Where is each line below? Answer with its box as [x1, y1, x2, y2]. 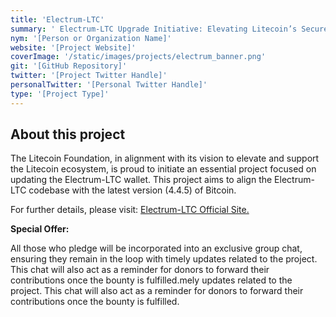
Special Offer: [10, 223, 70, 235]
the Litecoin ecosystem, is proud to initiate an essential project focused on [10, 163, 317, 175]
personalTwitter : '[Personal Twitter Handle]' [10, 80, 208, 90]
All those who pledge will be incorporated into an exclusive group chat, [10, 242, 303, 255]
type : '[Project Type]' [10, 89, 110, 99]
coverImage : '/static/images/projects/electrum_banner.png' [10, 52, 267, 62]
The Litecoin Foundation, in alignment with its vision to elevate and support [10, 152, 320, 165]
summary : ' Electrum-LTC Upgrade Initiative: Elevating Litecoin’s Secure [10, 24, 329, 34]
